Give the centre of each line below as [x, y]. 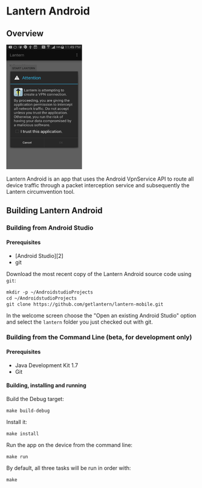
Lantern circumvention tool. [41, 192]
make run [17, 457]
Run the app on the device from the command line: [70, 445]
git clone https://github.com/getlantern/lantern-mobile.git [85, 304]
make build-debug [28, 411]
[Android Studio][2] [39, 255]
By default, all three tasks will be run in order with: [69, 468]
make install [23, 434]
